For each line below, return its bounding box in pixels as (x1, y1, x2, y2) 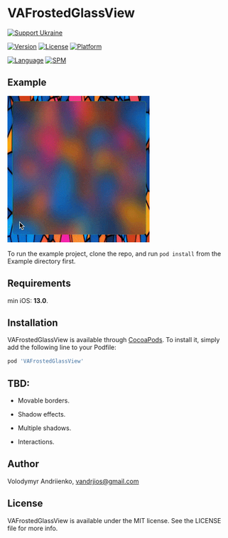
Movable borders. (17, 396, 70, 405)
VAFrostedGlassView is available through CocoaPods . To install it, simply (7, 336, 220, 344)
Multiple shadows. (17, 424, 72, 432)
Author (7, 458, 39, 470)
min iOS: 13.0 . (7, 296, 48, 304)
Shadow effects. (17, 410, 66, 419)
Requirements (7, 278, 71, 290)
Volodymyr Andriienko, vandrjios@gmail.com (7, 477, 139, 485)
